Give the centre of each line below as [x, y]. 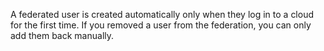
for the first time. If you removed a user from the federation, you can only [161, 25]
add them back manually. [62, 35]
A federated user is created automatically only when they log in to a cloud [162, 14]
